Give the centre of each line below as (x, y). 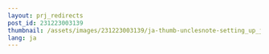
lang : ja (22, 38)
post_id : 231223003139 (45, 23)
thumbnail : (26, 30)
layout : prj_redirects (45, 15)
